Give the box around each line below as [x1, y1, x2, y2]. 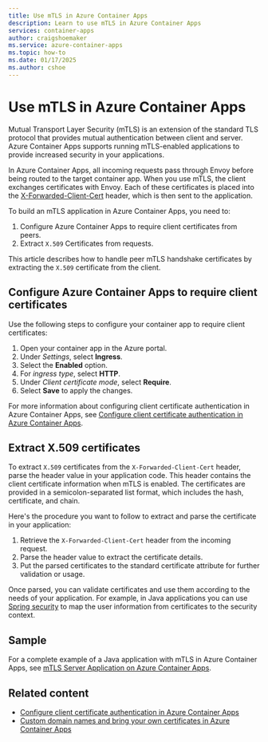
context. [8, 610, 36, 620]
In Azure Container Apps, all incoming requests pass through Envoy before [8, 165, 254, 175]
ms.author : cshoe [8, 64, 66, 72]
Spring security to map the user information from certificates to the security [8, 602, 258, 611]
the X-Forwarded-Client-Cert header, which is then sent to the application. [8, 191, 254, 200]
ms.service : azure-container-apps [8, 41, 124, 49]
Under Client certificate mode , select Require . [19, 377, 171, 387]
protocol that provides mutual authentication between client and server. [8, 132, 243, 142]
